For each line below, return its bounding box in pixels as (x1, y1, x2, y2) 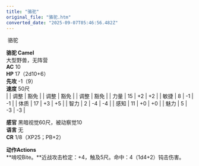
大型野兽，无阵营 (6, 57, 48, 64)
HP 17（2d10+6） (6, 71, 49, 78)
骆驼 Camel (6, 49, 34, 56)
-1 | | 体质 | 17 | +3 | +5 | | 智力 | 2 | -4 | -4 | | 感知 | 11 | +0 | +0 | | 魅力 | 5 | (6, 100, 187, 107)
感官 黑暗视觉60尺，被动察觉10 (6, 119, 82, 126)
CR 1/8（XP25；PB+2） (6, 134, 64, 141)
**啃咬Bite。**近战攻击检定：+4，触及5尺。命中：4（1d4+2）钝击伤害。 (6, 154, 185, 161)
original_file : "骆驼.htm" (6, 14, 71, 20)
